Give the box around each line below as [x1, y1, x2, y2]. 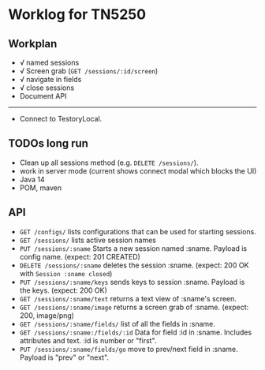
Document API [19, 92, 67, 100]
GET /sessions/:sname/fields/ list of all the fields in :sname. [19, 319, 215, 328]
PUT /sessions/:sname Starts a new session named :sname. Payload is [19, 243, 248, 253]
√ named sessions [19, 58, 80, 67]
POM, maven [19, 183, 62, 192]
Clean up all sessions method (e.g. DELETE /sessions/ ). [19, 158, 199, 167]
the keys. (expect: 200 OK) [19, 286, 108, 295]
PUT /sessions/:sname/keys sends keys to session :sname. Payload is [19, 277, 245, 286]
